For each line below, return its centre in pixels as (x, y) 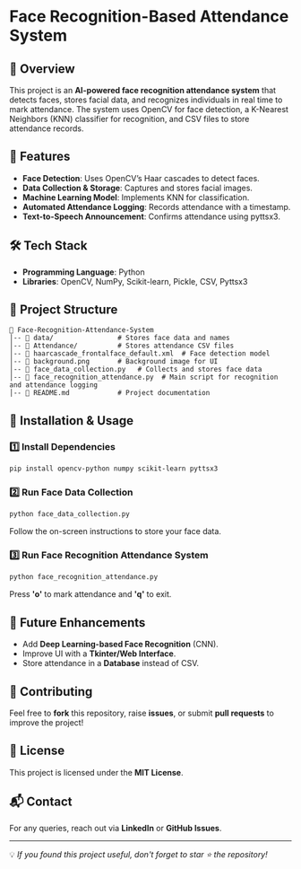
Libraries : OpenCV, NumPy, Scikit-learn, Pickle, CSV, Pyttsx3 (135, 281)
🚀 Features (40, 157)
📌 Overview (42, 69)
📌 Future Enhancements (77, 623)
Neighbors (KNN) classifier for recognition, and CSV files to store (129, 119)
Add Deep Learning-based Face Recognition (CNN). (120, 645)
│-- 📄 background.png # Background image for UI (114, 362)
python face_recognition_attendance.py (84, 577)
